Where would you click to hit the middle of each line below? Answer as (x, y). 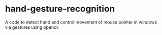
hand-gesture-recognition (60, 9)
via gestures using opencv (32, 27)
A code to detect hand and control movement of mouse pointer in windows (81, 22)
